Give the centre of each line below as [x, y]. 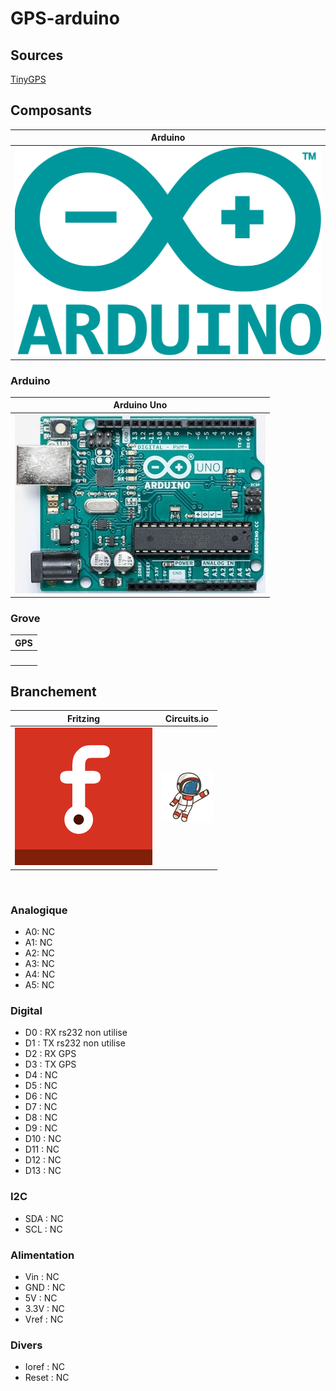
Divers [26, 1345]
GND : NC [45, 1287]
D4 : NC [41, 1075]
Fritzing [83, 718]
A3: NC [39, 964]
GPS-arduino [65, 18]
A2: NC [39, 953]
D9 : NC [41, 1128]
